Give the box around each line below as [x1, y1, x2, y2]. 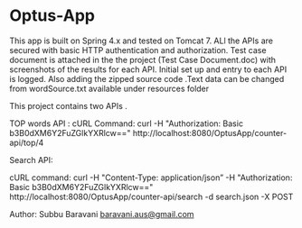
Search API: [9, 154, 53, 165]
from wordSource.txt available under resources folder [9, 83, 210, 94]
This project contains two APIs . [9, 100, 128, 111]
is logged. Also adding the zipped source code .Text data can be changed [9, 73, 285, 84]
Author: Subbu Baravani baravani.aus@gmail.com [9, 208, 194, 219]
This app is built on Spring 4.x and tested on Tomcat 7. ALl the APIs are [9, 35, 274, 46]
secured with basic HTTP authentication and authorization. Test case [9, 44, 267, 55]
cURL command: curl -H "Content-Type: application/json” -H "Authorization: [9, 172, 293, 183]
